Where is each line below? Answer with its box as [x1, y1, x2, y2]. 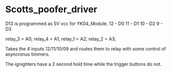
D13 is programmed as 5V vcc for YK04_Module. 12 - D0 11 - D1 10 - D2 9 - [5, 20, 163, 27]
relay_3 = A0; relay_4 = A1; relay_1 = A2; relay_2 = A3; [5, 36, 116, 42]
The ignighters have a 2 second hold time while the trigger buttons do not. [5, 61, 162, 67]
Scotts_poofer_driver [5, 4, 98, 15]
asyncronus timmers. [5, 51, 50, 57]
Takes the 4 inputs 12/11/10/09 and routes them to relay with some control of [5, 45, 166, 52]
